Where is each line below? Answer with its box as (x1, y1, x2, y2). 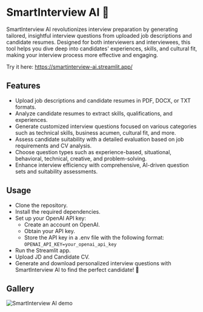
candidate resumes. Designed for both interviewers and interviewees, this (6, 38, 191, 46)
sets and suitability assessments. (15, 168, 98, 175)
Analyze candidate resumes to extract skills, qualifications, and (15, 109, 173, 117)
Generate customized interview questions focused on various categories (15, 123, 197, 130)
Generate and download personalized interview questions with (15, 259, 171, 266)
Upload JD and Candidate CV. (15, 253, 90, 260)
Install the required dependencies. (15, 208, 101, 215)
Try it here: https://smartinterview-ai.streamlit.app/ (6, 63, 133, 70)
